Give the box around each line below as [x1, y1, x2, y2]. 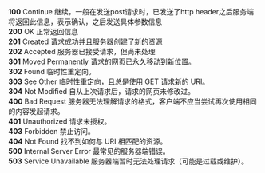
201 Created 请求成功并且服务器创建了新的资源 [8, 37, 163, 46]
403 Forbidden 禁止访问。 [8, 127, 95, 136]
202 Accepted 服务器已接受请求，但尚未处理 [8, 47, 156, 56]
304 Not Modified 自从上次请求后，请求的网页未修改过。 [8, 87, 196, 96]
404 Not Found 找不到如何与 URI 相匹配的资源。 [8, 136, 168, 146]
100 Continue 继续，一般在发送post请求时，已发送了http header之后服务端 [8, 7, 254, 16]
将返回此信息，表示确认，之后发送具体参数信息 [8, 17, 162, 26]
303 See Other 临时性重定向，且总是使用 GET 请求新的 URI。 [8, 77, 210, 86]
